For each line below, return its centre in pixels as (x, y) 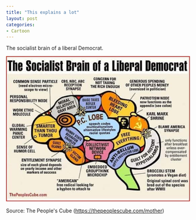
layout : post (22, 18)
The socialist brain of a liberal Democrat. (55, 48)
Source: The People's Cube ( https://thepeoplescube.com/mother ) (85, 211)
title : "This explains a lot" (43, 12)
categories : (20, 25)
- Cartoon (18, 31)
